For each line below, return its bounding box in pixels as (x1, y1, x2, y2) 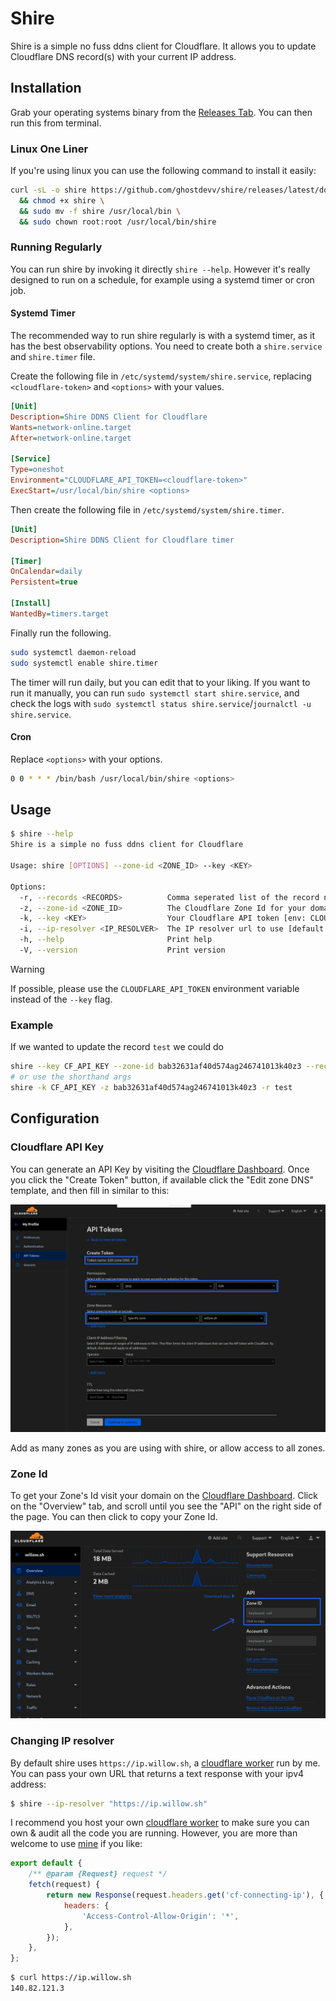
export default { (10, 1858, 83, 1869)
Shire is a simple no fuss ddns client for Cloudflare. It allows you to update (10, 40, 317, 52)
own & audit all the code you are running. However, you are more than (10, 1827, 298, 1839)
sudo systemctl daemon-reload (10, 647, 137, 657)
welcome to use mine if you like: (10, 1838, 143, 1850)
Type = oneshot (10, 465, 65, 475)
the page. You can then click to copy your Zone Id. (10, 1511, 218, 1523)
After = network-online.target (10, 433, 132, 443)
